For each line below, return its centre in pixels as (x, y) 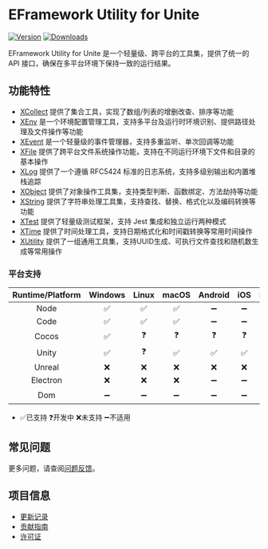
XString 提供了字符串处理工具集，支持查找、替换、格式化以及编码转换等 (138, 201)
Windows (107, 295)
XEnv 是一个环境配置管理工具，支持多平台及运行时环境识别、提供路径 (134, 121)
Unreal (47, 367)
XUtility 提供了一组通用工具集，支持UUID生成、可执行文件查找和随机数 (136, 241)
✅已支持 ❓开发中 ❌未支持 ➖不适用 (75, 417)
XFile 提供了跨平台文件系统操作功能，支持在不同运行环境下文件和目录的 (137, 151)
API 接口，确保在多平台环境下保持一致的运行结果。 (92, 63)
